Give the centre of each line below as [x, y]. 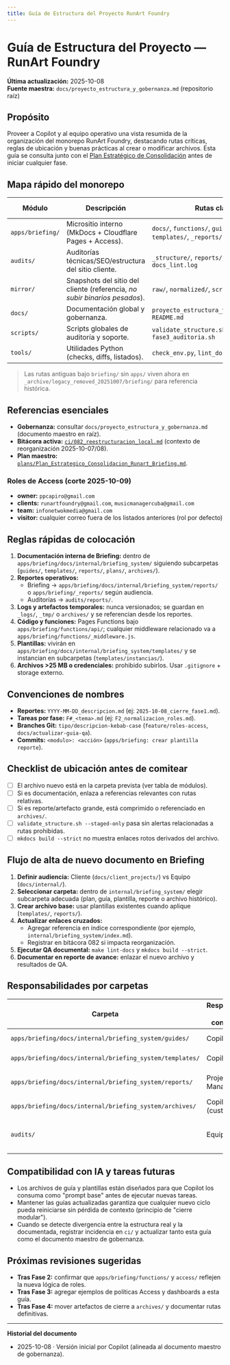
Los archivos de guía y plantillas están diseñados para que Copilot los [115, 1188]
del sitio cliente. [91, 270]
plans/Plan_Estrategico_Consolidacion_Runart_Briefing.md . [102, 463]
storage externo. [40, 673]
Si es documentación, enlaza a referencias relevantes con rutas [106, 793]
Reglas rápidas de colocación [71, 539]
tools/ [21, 353]
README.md [168, 318]
